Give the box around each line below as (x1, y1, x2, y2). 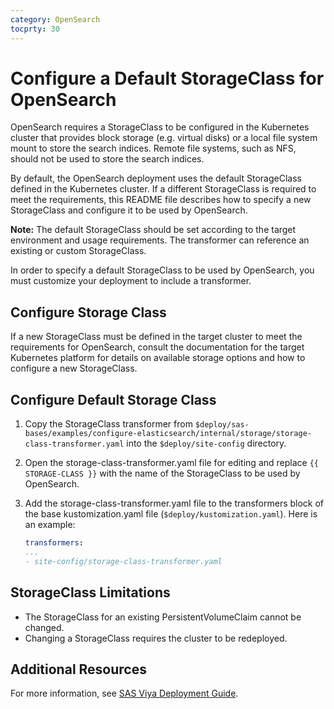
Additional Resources (10, 661, 147, 678)
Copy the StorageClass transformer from (24, 418, 193, 430)
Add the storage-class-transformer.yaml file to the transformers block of (24, 497, 325, 510)
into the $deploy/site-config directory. (126, 437, 287, 450)
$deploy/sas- (194, 420, 250, 430)
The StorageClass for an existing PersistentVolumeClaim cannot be (24, 611, 302, 623)
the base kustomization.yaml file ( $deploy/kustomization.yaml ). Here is (24, 508, 318, 520)
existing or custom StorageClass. (10, 245, 147, 257)
